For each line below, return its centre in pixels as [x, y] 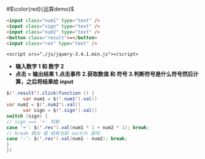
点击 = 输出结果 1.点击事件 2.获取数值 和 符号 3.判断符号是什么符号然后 [104, 74]
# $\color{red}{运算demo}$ [41, 9]
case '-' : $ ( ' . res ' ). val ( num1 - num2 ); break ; [67, 139]
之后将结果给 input [50, 82]
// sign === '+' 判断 [33, 122]
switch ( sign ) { [27, 116]
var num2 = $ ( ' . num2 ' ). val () [44, 105]
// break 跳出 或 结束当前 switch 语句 [53, 133]
